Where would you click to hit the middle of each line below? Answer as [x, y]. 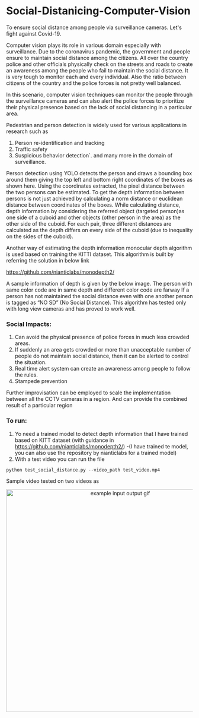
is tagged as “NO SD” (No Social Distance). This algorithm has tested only [96, 302]
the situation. [31, 362]
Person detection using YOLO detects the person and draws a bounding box [99, 173]
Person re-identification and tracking [60, 143]
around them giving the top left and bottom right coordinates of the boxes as [99, 179]
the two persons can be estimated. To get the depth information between [95, 192]
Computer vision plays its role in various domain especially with [84, 45]
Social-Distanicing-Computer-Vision [98, 11]
